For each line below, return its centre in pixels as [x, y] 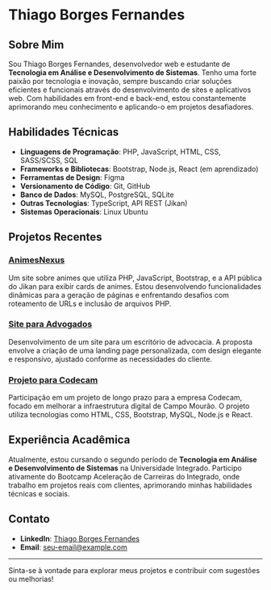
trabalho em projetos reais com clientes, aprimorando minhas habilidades [130, 485]
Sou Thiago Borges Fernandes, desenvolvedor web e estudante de [119, 64]
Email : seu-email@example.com [73, 547]
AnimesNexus [37, 260]
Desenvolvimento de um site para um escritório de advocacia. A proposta [130, 341]
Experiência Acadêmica [69, 440]
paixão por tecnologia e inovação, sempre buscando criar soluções [120, 81]
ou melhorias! [31, 579]
